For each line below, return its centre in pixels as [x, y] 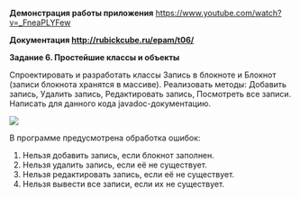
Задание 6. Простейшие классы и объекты [95, 57]
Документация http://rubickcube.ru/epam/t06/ [102, 40]
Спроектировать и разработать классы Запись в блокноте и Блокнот [143, 75]
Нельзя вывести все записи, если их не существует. [123, 184]
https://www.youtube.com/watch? [218, 13]
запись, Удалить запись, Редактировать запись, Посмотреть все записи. [150, 94]
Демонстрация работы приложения [82, 13]
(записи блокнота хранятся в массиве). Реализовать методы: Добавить [148, 84]
